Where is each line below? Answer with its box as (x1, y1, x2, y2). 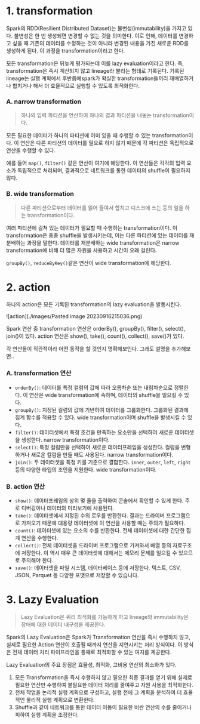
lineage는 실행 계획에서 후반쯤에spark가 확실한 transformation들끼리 (6, 75, 168, 82)
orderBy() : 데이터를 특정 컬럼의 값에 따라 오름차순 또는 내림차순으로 (14, 384, 173, 391)
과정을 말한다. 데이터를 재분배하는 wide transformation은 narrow (26, 239, 180, 246)
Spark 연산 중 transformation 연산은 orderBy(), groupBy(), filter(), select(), (6, 325, 186, 332)
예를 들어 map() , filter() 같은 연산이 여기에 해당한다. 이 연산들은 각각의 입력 (6, 159, 186, 167)
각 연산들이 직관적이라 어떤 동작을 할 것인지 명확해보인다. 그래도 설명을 (6, 345, 170, 353)
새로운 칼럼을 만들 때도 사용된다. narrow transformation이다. (30, 451, 174, 458)
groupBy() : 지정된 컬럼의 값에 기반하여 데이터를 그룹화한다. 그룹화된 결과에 (14, 406, 189, 413)
